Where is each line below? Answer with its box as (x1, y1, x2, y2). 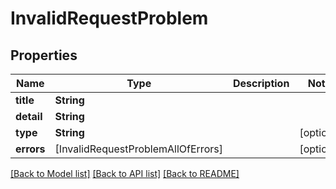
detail (15, 110, 43, 123)
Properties (10, 47, 78, 64)
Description (232, 77, 290, 90)
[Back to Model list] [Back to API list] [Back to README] (10, 168, 240, 179)
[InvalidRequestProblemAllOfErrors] (54, 142, 223, 156)
